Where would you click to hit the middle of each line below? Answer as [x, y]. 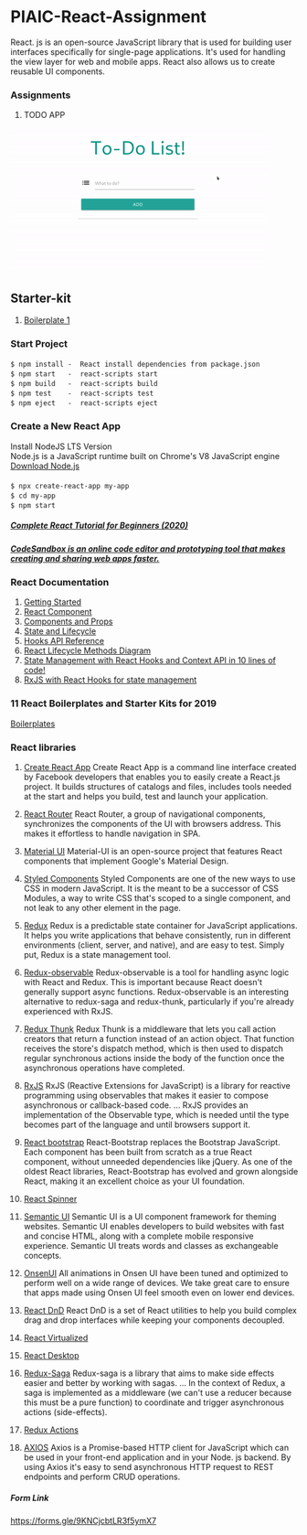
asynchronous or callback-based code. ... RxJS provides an [136, 1105]
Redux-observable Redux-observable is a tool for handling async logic [156, 972]
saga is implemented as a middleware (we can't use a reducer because [158, 1392]
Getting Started [52, 602]
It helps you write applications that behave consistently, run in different [157, 935]
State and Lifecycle [60, 631]
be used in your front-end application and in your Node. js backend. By [157, 1457]
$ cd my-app [33, 496]
